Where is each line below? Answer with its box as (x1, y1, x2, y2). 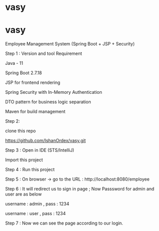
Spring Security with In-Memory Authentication (5, 89, 102, 95)
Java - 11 (5, 60, 23, 66)
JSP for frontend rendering (5, 79, 61, 86)
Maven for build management (5, 109, 66, 115)
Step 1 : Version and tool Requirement (5, 50, 82, 56)
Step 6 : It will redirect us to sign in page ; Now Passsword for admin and (5, 186, 155, 192)
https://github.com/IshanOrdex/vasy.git (5, 138, 86, 144)
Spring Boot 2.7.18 (5, 70, 42, 76)
